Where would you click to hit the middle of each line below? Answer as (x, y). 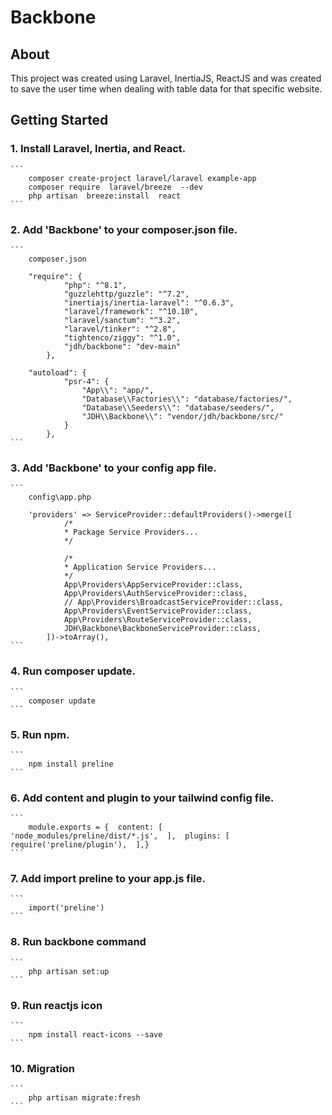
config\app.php (60, 497)
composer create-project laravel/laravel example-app (142, 178)
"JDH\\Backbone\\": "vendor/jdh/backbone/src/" (182, 416)
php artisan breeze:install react (105, 196)
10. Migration (43, 1068)
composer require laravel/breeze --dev (115, 187)
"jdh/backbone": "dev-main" (122, 346)
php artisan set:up (69, 971)
